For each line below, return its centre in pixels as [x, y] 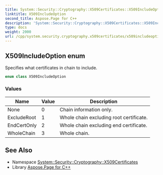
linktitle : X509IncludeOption [36, 14]
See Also [19, 150]
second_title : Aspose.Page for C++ [41, 18]
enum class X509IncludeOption [36, 76]
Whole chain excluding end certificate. [104, 125]
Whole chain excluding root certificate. [104, 117]
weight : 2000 [18, 32]
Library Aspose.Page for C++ [41, 167]
